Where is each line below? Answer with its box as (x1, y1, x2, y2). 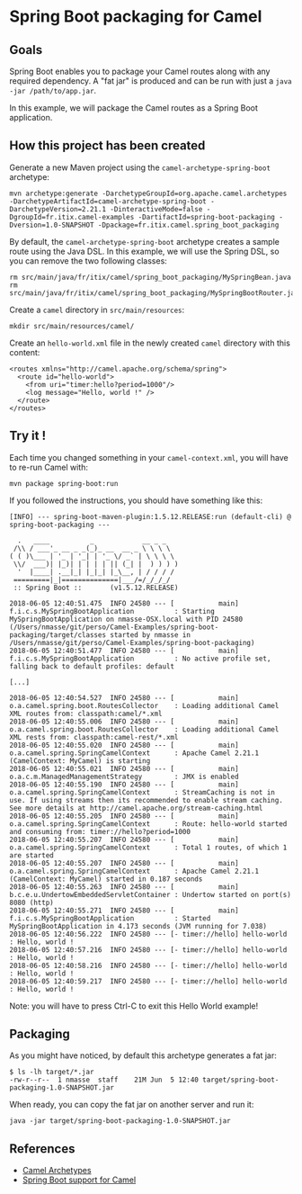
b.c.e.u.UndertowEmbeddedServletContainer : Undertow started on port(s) (9, 890, 292, 899)
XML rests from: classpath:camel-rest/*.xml (9, 732, 179, 741)
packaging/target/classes (9, 630, 106, 640)
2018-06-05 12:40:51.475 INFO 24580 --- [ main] (9, 598, 240, 608)
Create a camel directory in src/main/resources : (9, 304, 185, 315)
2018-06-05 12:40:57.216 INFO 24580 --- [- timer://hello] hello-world (9, 945, 288, 955)
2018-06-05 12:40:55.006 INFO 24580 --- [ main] (9, 717, 240, 726)
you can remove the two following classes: (9, 255, 168, 266)
